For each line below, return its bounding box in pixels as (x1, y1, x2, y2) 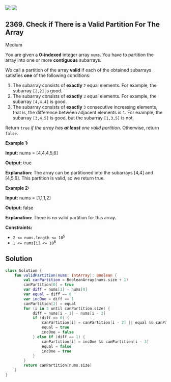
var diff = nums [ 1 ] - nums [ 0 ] (23, 287, 88, 292)
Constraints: (5, 224, 33, 231)
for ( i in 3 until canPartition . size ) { (23, 306, 110, 311)
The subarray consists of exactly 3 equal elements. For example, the (12, 93, 157, 99)
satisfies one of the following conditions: (5, 72, 91, 79)
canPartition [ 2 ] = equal (23, 301, 76, 306)
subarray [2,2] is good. (12, 87, 63, 94)
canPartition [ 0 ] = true (23, 282, 74, 288)
